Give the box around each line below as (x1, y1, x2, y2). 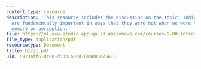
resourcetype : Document (6, 43, 66, 49)
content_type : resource (6, 8, 66, 15)
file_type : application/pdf (6, 37, 77, 43)
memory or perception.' (11, 25, 71, 32)
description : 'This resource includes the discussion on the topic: (6, 14, 181, 20)
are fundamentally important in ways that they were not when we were (11, 20, 191, 26)
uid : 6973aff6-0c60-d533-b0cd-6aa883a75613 (6, 53, 117, 59)
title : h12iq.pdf (6, 48, 50, 54)
